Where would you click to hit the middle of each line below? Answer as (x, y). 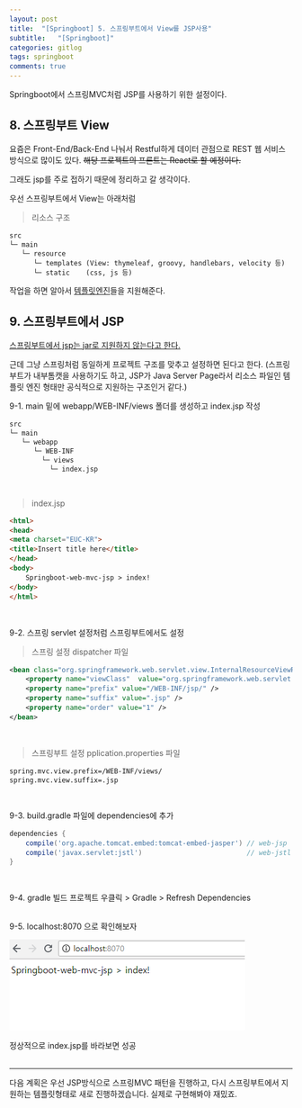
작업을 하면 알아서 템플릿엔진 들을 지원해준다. (88, 290)
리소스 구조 (51, 217)
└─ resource (44, 253)
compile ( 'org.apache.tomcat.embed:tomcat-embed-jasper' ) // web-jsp (156, 843)
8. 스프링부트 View (59, 126)
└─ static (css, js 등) (83, 273)
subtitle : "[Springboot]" (62, 38)
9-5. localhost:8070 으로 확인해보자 (73, 926)
